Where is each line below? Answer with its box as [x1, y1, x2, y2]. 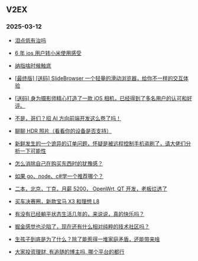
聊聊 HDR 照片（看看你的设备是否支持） [14, 127, 112, 134]
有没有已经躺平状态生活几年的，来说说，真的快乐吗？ [14, 210, 145, 217]
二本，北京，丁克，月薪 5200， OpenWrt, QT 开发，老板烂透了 [14, 185, 167, 192]
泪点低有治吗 [14, 37, 46, 44]
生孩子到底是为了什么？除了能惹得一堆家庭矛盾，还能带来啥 [14, 235, 160, 243]
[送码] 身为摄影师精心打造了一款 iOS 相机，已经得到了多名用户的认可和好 [14, 94, 192, 101]
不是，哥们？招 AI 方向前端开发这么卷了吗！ [14, 114, 122, 122]
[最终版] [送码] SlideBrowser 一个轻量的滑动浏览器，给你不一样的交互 [14, 74, 184, 82]
